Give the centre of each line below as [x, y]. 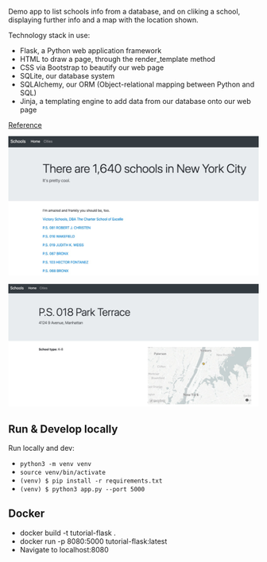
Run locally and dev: [41, 448]
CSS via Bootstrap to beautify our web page [92, 67]
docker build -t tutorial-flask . [68, 533]
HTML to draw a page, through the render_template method [118, 59]
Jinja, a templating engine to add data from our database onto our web [135, 101]
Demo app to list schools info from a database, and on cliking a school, [124, 12]
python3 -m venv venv [55, 464]
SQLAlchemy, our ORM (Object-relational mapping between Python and [137, 84]
